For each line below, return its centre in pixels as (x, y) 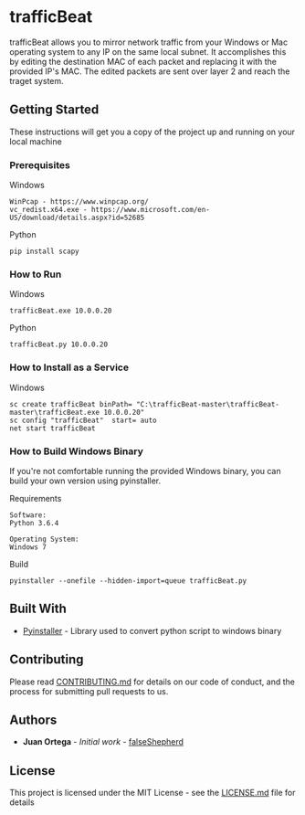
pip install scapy (44, 252)
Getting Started (54, 110)
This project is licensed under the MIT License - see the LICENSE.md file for (152, 793)
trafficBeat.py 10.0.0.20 (58, 344)
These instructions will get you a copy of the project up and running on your (152, 132)
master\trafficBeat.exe (55, 412)
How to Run (36, 274)
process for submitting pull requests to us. (89, 691)
